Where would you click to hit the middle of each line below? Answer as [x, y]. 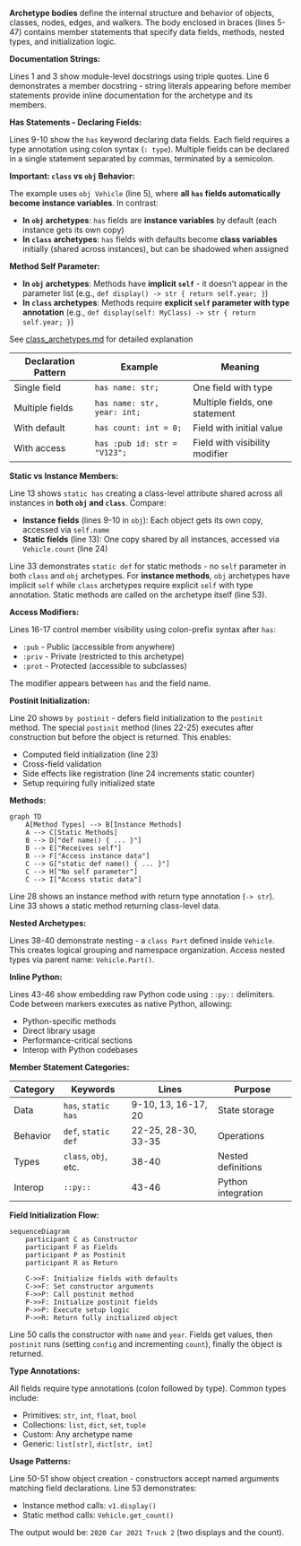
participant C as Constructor [82, 1239]
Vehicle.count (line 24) [65, 549]
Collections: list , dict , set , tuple [84, 1424]
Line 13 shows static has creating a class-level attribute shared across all [146, 493]
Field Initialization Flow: [55, 1215]
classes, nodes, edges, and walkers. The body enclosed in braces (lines [142, 22]
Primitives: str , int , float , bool [79, 1415]
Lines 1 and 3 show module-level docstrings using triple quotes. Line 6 [139, 76]
